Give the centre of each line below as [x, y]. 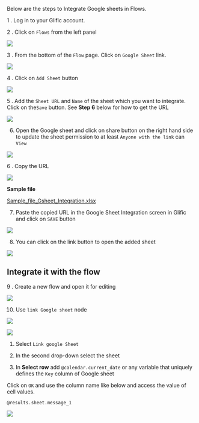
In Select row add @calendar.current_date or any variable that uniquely [104, 367]
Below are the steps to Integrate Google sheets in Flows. [77, 9]
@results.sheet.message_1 [39, 403]
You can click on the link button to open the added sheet [85, 242]
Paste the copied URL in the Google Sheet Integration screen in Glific [101, 212]
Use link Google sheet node [51, 309]
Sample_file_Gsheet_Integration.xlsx [51, 201]
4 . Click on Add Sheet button [43, 78]
